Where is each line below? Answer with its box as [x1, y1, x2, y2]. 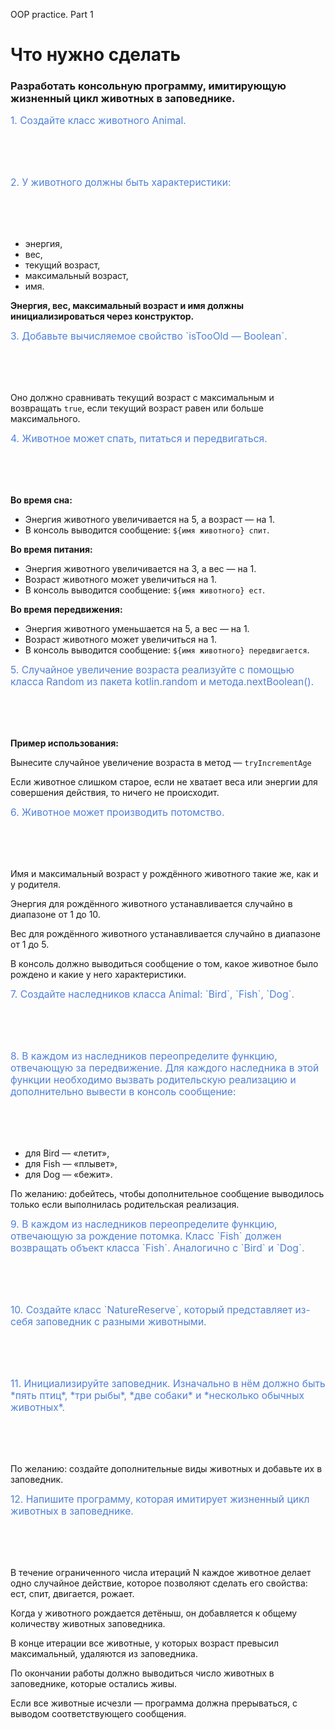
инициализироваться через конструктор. [10, 310, 195, 323]
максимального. [10, 413, 81, 425]
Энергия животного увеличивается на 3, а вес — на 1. [24, 563, 257, 575]
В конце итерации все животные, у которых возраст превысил [10, 1637, 280, 1649]
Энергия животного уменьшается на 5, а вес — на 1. [24, 623, 250, 635]
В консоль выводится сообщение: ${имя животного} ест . [24, 584, 266, 596]
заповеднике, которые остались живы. [10, 1678, 178, 1690]
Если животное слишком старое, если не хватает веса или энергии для [10, 776, 318, 788]
